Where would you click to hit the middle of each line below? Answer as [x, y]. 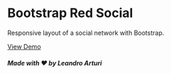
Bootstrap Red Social [70, 13]
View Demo [24, 46]
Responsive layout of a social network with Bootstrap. [86, 33]
